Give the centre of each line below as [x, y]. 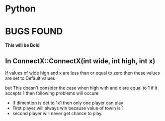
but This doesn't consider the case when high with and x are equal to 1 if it [81, 88]
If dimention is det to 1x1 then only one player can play [68, 103]
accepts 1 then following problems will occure [52, 93]
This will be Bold [22, 45]
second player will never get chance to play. [57, 113]
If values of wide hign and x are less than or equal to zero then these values [82, 73]
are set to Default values [30, 78]
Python [20, 9]
